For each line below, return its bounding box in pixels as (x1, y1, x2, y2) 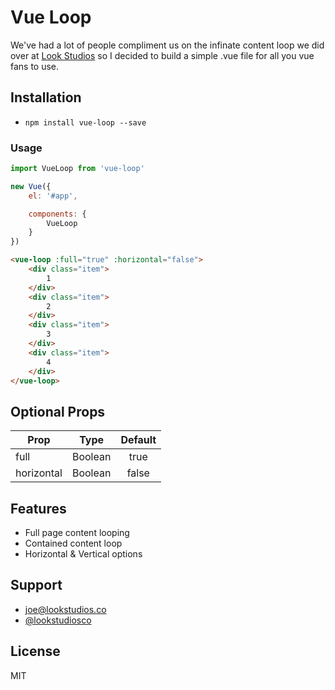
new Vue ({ (10, 181, 52, 191)
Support (10, 577, 63, 594)
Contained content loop (24, 537, 123, 550)
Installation (10, 89, 82, 106)
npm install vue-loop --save (24, 117, 147, 128)
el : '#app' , (28, 191, 78, 201)
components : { (28, 209, 87, 219)
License (10, 643, 61, 660)
